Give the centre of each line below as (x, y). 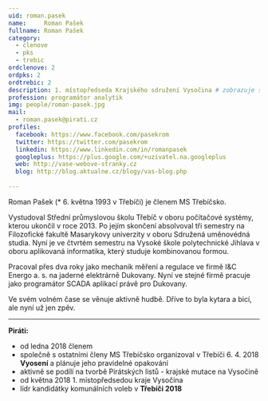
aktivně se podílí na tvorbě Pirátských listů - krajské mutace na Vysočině (139, 371)
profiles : (25, 127)
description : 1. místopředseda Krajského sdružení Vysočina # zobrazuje (132, 90)
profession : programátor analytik (66, 97)
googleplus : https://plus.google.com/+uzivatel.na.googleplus (121, 157)
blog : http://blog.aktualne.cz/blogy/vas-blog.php (101, 172)
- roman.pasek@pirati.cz (57, 120)
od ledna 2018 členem (56, 346)
